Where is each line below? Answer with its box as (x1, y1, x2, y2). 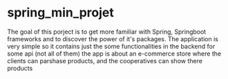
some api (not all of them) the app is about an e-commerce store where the (7, 49, 222, 58)
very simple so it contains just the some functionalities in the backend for (7, 42, 216, 50)
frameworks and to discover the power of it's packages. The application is (7, 34, 219, 43)
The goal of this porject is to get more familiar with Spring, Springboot (7, 27, 207, 36)
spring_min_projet (7, 5, 114, 21)
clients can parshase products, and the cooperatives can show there (7, 56, 202, 65)
